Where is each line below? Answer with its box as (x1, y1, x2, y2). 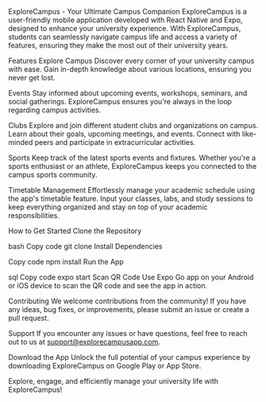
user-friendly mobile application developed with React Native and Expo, (8, 15, 243, 25)
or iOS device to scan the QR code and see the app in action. (8, 281, 208, 290)
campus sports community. (8, 170, 98, 179)
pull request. (8, 314, 49, 322)
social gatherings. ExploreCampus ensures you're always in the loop (8, 97, 233, 106)
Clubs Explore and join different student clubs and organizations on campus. (8, 121, 259, 130)
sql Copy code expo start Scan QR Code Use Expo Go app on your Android (8, 272, 254, 282)
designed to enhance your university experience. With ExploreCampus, (8, 24, 241, 33)
